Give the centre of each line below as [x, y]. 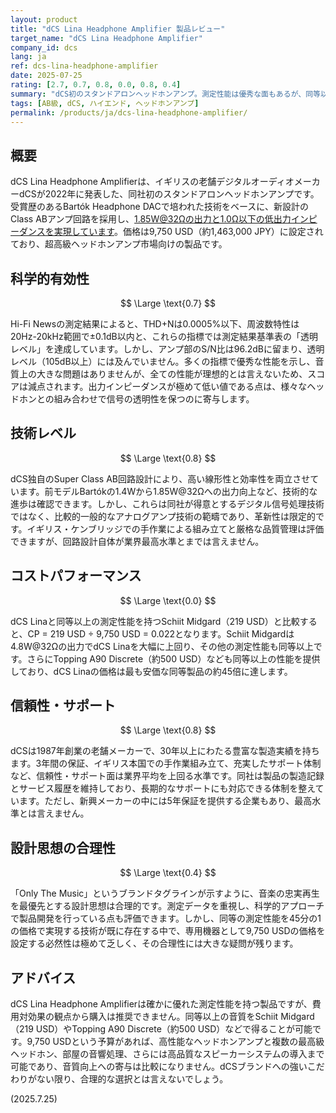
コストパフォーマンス [76, 576]
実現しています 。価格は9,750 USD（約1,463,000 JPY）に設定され [188, 232]
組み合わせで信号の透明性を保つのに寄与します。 [154, 399]
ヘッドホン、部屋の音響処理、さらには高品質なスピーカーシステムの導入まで [167, 1054]
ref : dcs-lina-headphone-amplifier [84, 66]
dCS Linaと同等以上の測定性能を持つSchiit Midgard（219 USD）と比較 [155, 621]
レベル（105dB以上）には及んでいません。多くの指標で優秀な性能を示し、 [163, 361]
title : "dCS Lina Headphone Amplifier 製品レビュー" [118, 29]
